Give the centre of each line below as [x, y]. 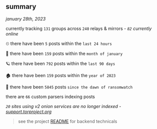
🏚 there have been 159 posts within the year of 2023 [61, 75]
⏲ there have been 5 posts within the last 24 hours [59, 43]
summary [21, 7]
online [12, 33]
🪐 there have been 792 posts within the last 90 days [60, 63]
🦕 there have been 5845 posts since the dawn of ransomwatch [69, 87]
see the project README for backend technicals [67, 121]
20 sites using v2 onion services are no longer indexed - [63, 106]
